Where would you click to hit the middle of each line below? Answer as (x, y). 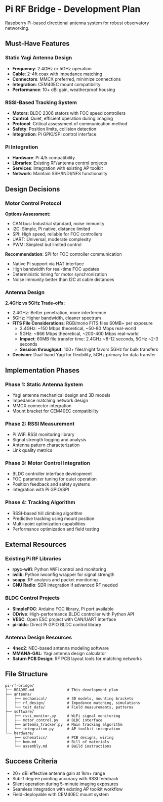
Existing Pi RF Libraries (33, 559)
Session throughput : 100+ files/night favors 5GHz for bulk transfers (89, 349)
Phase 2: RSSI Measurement (40, 424)
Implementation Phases (42, 370)
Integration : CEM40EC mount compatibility (56, 84)
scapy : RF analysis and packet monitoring (55, 580)
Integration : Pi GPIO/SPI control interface (54, 134)
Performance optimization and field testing (56, 529)
